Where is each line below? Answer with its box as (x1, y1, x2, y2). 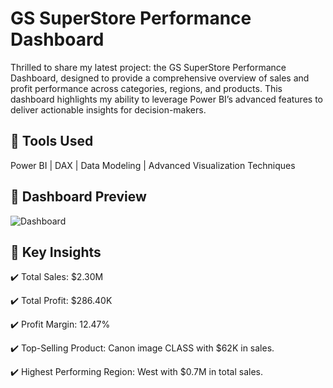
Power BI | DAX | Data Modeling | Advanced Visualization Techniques (10, 159, 296, 171)
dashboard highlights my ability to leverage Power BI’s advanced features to (10, 93, 323, 105)
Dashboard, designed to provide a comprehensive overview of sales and (10, 72, 310, 84)
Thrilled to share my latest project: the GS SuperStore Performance (10, 61, 287, 73)
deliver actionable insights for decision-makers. (10, 103, 207, 116)
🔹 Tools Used (10, 133, 94, 150)
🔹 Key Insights (10, 243, 102, 261)
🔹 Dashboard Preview (10, 188, 147, 206)
